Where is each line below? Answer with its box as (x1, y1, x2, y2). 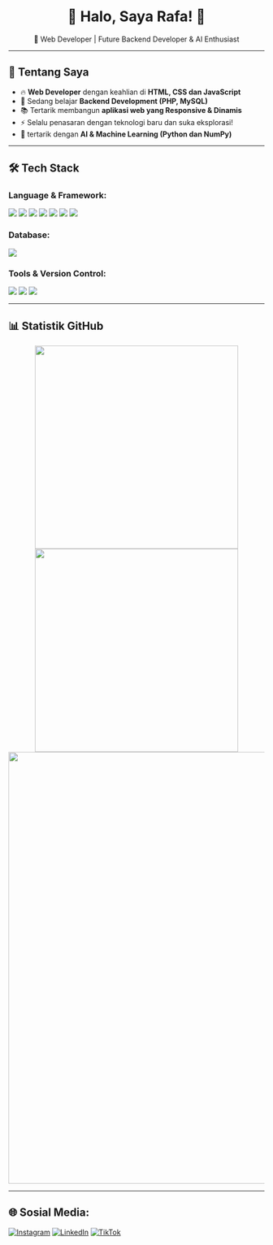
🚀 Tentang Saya (8, 65, 89, 80)
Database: (8, 229, 50, 241)
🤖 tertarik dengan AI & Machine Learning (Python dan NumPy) (19, 129, 232, 139)
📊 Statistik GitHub (8, 319, 104, 333)
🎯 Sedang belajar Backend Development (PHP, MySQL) (19, 96, 209, 106)
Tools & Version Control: (8, 267, 106, 279)
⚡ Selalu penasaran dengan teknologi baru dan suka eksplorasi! (19, 117, 233, 127)
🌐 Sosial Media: (8, 1206, 89, 1220)
